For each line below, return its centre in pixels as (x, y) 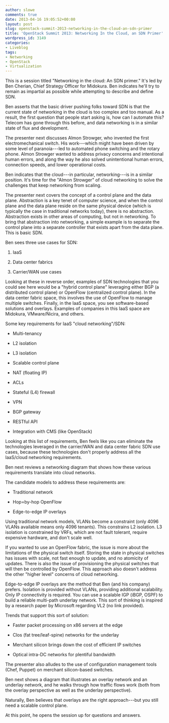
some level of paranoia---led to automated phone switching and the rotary (82, 149)
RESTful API (25, 422)
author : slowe (20, 10)
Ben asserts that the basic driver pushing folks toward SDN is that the (77, 107)
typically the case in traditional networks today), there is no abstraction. (80, 211)
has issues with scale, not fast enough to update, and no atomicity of (77, 558)
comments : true (21, 15)
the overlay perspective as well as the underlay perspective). (69, 690)
